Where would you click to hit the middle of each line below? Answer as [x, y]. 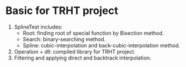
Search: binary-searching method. [64, 39]
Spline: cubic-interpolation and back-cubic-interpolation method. [101, 45]
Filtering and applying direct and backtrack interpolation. [82, 58]
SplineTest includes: [38, 27]
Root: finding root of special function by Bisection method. [93, 33]
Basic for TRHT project [62, 11]
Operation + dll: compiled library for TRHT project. [75, 51]
